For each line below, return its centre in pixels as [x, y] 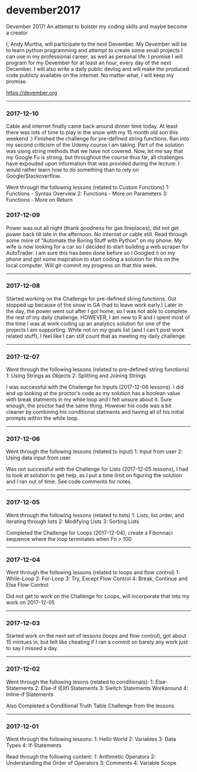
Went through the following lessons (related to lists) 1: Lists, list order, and [95, 515]
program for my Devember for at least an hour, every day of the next [89, 63]
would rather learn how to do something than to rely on [72, 170]
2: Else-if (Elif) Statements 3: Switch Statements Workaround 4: [112, 688]
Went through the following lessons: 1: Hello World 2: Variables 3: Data [91, 739]
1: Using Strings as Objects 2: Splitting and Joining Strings [76, 376]
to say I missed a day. [32, 648]
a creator [17, 32]
